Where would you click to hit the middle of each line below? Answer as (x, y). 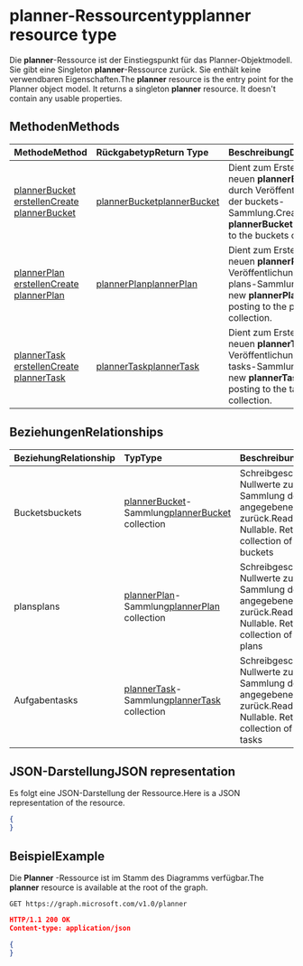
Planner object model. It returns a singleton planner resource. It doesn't (143, 89)
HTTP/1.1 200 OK (40, 919)
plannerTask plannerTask (148, 366)
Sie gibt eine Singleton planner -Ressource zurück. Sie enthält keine (135, 70)
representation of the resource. (67, 803)
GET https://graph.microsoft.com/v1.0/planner (98, 904)
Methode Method (50, 152)
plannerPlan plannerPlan (147, 284)
